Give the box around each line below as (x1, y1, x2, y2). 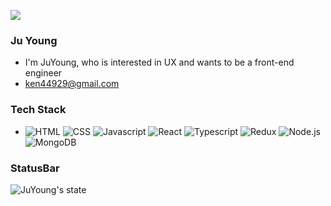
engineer (24, 67, 63, 79)
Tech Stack (10, 103, 67, 117)
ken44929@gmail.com (24, 78, 120, 90)
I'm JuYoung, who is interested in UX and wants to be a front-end (24, 56, 295, 69)
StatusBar (10, 161, 60, 175)
